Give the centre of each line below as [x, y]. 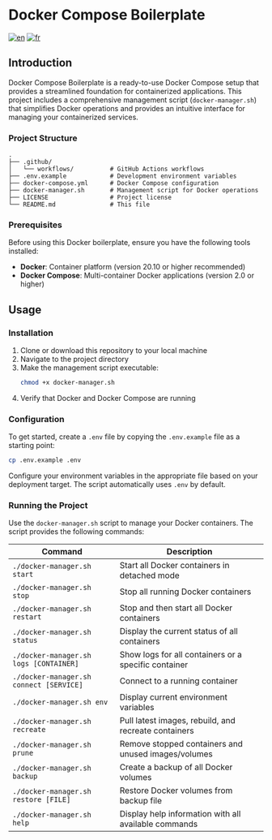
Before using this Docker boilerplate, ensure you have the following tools [130, 243]
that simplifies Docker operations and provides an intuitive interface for [127, 108]
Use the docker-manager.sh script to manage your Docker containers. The [131, 523]
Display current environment [174, 697]
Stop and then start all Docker [176, 608]
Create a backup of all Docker [176, 767]
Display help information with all [180, 814]
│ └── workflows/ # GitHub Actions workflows [106, 169]
